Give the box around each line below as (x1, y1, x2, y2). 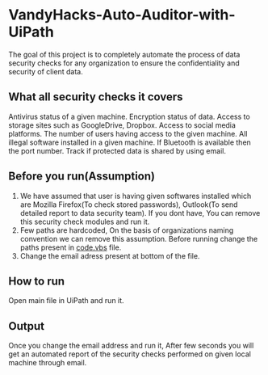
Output (8, 319, 44, 333)
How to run (8, 274, 65, 288)
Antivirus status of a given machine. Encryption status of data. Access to (8, 112, 250, 121)
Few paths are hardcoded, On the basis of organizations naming (19, 225, 234, 235)
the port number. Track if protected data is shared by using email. (8, 145, 226, 155)
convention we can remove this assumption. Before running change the (19, 234, 258, 243)
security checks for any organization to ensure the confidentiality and (8, 58, 240, 68)
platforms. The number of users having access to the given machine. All (8, 129, 248, 138)
